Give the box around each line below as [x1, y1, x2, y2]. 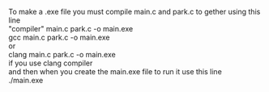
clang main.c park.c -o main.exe [8, 50, 116, 59]
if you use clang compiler [8, 58, 93, 68]
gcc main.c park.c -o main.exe [8, 32, 110, 42]
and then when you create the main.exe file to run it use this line [8, 67, 223, 76]
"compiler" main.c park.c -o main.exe [8, 24, 134, 33]
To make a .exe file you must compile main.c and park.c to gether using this [8, 7, 261, 16]
